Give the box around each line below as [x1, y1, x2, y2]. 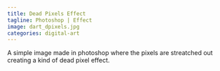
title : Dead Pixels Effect [7, 10, 86, 17]
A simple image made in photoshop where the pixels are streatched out [7, 49, 213, 57]
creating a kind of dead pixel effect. [7, 56, 110, 65]
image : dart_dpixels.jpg [7, 23, 80, 30]
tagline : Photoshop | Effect [7, 17, 92, 24]
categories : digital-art [7, 29, 80, 37]
